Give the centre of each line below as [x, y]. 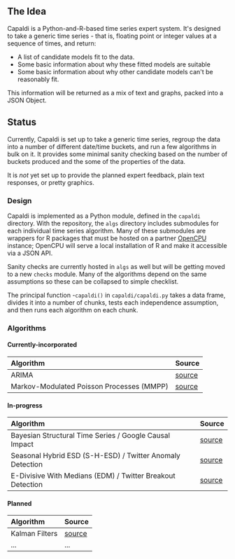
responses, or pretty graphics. [51, 182]
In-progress [25, 405]
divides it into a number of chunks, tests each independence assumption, [113, 302]
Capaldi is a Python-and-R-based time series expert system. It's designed [114, 28]
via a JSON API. [30, 253]
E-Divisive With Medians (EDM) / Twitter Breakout [93, 476]
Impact [22, 444]
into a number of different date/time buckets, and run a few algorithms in [112, 146]
